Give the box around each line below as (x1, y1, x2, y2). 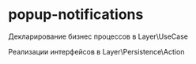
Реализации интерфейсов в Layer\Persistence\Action (8, 47, 185, 56)
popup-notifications (8, 6, 144, 24)
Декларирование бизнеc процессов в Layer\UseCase (8, 32, 188, 41)
